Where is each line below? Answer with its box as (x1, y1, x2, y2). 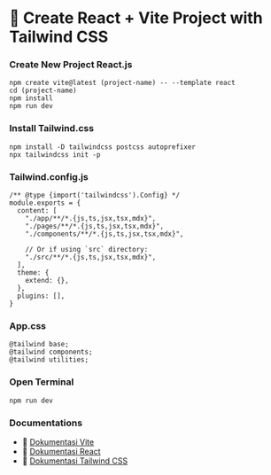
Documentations (9, 417, 82, 429)
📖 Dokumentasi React (21, 446, 101, 456)
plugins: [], (17, 292, 66, 300)
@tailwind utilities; (9, 355, 89, 364)
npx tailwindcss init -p (9, 150, 101, 159)
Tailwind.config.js (9, 170, 89, 183)
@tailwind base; (9, 340, 69, 349)
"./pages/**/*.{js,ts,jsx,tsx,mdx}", (25, 222, 165, 231)
